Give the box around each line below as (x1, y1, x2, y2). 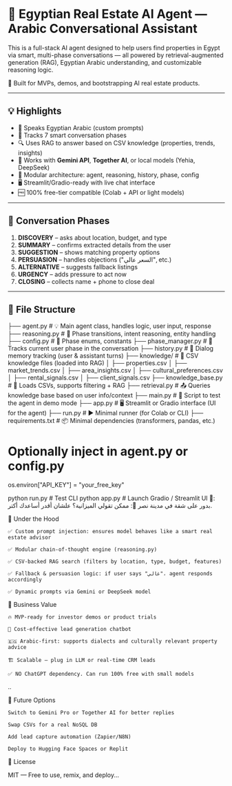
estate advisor (8, 534, 52, 541)
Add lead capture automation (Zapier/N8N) (8, 734, 131, 741)
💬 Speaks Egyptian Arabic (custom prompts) (17, 123, 144, 132)
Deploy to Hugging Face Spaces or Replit (8, 745, 129, 753)
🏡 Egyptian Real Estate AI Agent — (8, 6, 207, 22)
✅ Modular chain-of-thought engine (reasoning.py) (8, 546, 158, 553)
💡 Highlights (8, 105, 62, 117)
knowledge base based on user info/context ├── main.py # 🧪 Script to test (8, 391, 221, 400)
